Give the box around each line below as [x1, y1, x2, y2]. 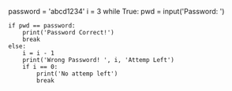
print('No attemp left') [36, 70, 118, 78]
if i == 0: [22, 63, 58, 71]
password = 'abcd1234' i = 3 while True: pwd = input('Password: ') [8, 7, 225, 16]
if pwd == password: [8, 22, 77, 30]
